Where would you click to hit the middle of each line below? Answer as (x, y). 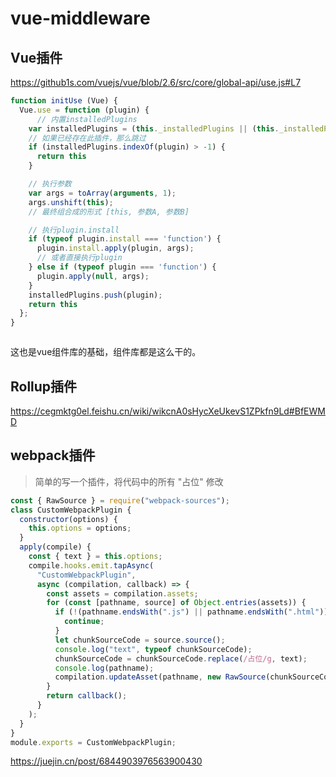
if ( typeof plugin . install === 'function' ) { (125, 239)
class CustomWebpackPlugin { (71, 510)
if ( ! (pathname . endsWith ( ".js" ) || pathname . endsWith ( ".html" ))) (193, 612)
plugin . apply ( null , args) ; (93, 276)
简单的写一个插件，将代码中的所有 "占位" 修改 (129, 481)
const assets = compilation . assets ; (122, 593)
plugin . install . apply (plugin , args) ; (115, 248)
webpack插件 (53, 455)
